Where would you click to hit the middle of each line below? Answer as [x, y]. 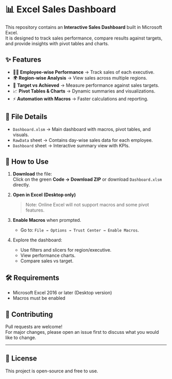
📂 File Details [26, 117]
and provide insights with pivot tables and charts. [57, 43]
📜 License [21, 359]
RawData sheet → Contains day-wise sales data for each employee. [83, 140]
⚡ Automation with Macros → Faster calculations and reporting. [80, 99]
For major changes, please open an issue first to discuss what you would [82, 332]
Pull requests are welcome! [34, 327]
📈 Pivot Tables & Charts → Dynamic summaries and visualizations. [84, 91]
